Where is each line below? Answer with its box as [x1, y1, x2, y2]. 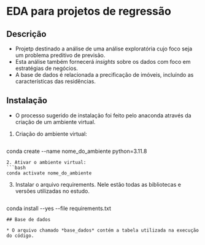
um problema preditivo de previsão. [15, 52, 106, 59]
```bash [6, 165, 26, 171]
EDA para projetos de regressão [6, 4, 172, 18]
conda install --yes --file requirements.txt [6, 204, 112, 212]
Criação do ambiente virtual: [15, 130, 87, 138]
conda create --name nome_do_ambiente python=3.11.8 [6, 147, 147, 155]
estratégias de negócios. [15, 64, 79, 72]
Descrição [6, 29, 47, 39]
